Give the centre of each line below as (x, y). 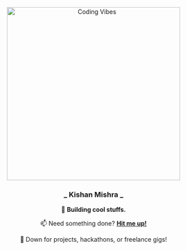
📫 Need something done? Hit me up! (93, 224)
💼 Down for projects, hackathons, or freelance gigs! (93, 240)
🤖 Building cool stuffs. (93, 210)
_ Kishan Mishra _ (93, 195)
